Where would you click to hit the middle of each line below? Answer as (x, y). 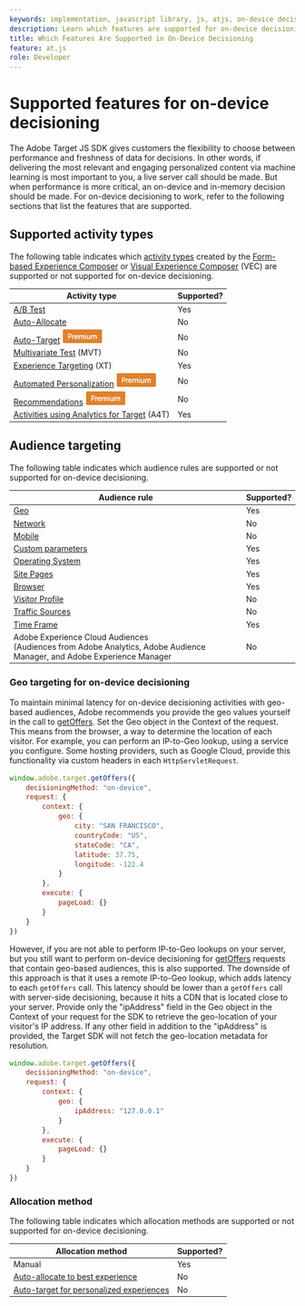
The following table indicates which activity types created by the (130, 256)
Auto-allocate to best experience (75, 1277)
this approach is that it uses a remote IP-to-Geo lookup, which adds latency (151, 978)
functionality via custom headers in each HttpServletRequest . (124, 760)
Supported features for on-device (139, 104)
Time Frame (36, 624)
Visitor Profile (39, 599)
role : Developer (40, 58)
